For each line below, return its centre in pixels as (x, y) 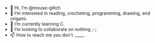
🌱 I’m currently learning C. (37, 24)
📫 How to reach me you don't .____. (47, 35)
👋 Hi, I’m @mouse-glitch (35, 8)
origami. (19, 18)
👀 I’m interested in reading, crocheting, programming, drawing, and (80, 13)
